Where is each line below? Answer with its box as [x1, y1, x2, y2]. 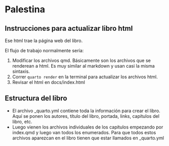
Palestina [5, 4, 46, 15]
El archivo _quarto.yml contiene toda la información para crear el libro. [12, 108, 161, 114]
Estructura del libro [5, 94, 68, 103]
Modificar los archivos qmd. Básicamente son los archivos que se [12, 57, 151, 64]
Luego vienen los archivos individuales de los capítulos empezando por [12, 124, 163, 130]
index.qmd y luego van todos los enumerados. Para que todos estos [12, 129, 156, 135]
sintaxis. [12, 68, 30, 74]
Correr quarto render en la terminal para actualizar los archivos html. [12, 74, 158, 80]
